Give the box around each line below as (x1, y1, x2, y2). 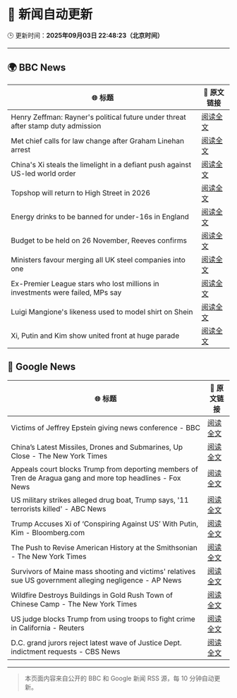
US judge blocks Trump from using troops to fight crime (11, 614, 195, 624)
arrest (11, 145, 31, 154)
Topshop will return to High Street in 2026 (11, 188, 150, 197)
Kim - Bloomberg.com (11, 527, 85, 537)
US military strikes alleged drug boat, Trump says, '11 (11, 495, 189, 505)
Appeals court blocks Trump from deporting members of (11, 464, 199, 474)
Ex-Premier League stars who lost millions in (11, 278, 160, 288)
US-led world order (11, 169, 76, 178)
